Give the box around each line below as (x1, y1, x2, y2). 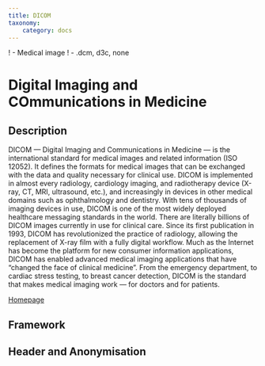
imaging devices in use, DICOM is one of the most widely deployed (8, 204, 227, 214)
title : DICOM (8, 11, 51, 20)
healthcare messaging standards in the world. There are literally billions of (8, 212, 250, 222)
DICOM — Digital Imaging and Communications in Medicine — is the (8, 145, 231, 154)
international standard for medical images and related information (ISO (8, 154, 238, 163)
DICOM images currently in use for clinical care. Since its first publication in (8, 221, 255, 231)
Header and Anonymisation (8, 345, 146, 359)
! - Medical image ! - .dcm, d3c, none (8, 48, 130, 58)
